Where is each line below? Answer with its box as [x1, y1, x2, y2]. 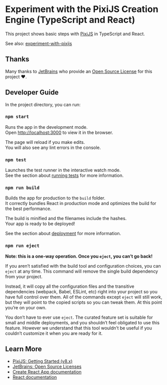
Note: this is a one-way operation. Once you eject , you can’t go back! [5, 253, 153, 259]
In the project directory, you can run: [5, 101, 81, 107]
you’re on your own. [5, 304, 47, 310]
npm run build [5, 185, 40, 191]
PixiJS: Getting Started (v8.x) [12, 358, 73, 364]
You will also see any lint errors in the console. [5, 144, 101, 150]
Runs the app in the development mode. [5, 124, 88, 130]
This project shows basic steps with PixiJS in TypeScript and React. [5, 31, 145, 37]
